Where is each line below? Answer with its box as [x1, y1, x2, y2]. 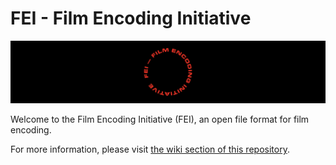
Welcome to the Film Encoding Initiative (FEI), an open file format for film [10, 113, 310, 126]
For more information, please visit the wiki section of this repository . [10, 143, 290, 156]
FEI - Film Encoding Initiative [10, 7, 252, 30]
